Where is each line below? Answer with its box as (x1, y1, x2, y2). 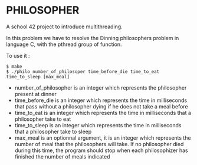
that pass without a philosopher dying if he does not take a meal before (14, 103, 188, 110)
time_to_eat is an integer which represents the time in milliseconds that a (14, 109, 192, 116)
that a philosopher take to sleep (14, 128, 92, 135)
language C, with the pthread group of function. (6, 41, 122, 48)
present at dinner (14, 90, 57, 97)
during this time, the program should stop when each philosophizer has (14, 147, 189, 154)
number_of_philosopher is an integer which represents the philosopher (14, 84, 187, 91)
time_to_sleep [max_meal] (6, 74, 70, 80)
